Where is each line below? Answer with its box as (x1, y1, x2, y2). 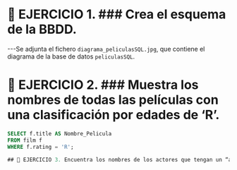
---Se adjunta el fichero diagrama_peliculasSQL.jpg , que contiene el (7, 44, 205, 53)
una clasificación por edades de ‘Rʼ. (7, 107, 220, 123)
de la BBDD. (7, 21, 78, 37)
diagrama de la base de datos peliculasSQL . (7, 52, 135, 61)
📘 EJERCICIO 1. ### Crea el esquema (7, 6, 226, 23)
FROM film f (7, 137, 42, 144)
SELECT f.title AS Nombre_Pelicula (7, 130, 112, 137)
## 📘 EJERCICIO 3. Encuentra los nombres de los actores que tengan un (7, 156, 222, 163)
